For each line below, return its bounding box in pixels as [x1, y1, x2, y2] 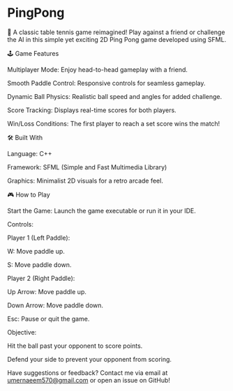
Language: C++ [7, 149, 52, 158]
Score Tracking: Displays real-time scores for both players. [7, 106, 176, 114]
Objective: [7, 328, 37, 336]
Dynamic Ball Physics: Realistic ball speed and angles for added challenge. [7, 92, 223, 100]
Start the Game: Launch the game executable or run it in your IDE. [7, 206, 197, 215]
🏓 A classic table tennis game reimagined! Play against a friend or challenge [7, 28, 225, 36]
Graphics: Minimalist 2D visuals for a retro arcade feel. [7, 176, 164, 185]
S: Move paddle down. [7, 260, 72, 269]
